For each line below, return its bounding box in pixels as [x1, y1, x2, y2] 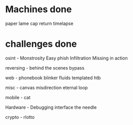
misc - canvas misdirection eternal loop [5, 84, 88, 90]
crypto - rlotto [5, 114, 35, 120]
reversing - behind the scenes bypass [5, 65, 85, 71]
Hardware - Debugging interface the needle [5, 104, 97, 110]
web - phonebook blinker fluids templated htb [5, 75, 101, 81]
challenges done [5, 38, 77, 50]
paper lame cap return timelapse [5, 20, 74, 26]
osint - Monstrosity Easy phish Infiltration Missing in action [5, 55, 128, 61]
